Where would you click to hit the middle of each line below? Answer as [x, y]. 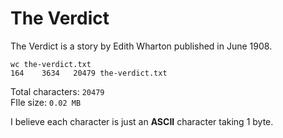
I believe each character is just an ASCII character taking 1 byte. [142, 121]
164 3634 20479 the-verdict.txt [89, 73]
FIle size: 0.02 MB [46, 102]
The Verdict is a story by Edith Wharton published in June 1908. [141, 46]
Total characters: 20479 [57, 91]
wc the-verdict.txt [51, 64]
